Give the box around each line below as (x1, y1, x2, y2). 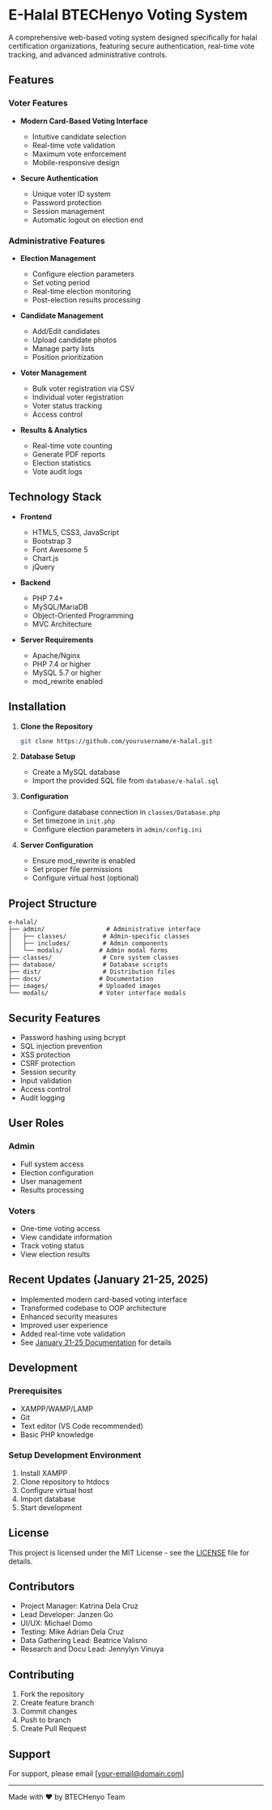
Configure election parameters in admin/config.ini (32, 824, 202, 834)
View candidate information (19, 1232, 113, 1242)
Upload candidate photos (32, 335, 117, 344)
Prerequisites (8, 1385, 62, 1397)
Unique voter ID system (32, 189, 111, 199)
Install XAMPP (19, 1468, 68, 1478)
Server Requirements (19, 635, 94, 644)
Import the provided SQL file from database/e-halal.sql (32, 776, 219, 785)
